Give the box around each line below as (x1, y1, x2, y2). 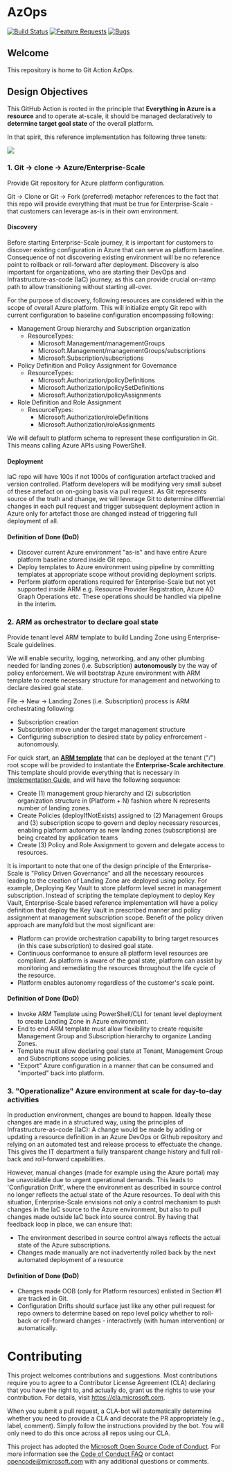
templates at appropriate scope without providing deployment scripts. (17, 571, 217, 579)
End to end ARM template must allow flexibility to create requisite (17, 1024, 204, 1033)
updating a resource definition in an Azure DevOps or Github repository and (7, 1133, 223, 1141)
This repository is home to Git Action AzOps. (7, 65, 134, 74)
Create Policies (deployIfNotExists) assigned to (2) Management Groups (17, 811, 224, 819)
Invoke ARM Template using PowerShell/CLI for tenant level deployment (17, 1009, 222, 1018)
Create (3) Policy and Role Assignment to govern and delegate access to (17, 840, 225, 849)
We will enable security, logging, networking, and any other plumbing (7, 654, 205, 662)
